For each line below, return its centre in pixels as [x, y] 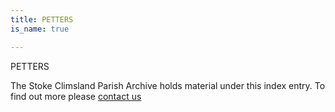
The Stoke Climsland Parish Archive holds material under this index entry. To [168, 85]
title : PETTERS [42, 19]
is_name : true [40, 29]
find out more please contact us [76, 96]
